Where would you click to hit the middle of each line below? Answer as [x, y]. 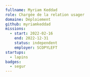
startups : [16, 52]
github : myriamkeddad [28, 24]
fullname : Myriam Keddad [31, 10]
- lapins [19, 57]
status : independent [36, 43]
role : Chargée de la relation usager [45, 15]
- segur [18, 66]
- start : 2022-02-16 [31, 33]
